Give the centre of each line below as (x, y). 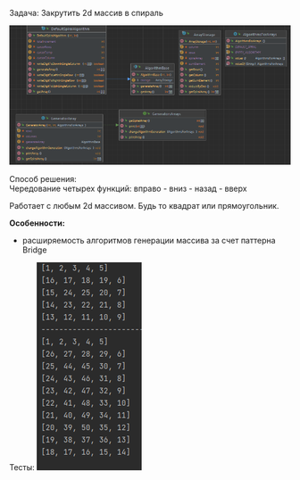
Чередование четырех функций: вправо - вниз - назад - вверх (128, 189)
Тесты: (22, 468)
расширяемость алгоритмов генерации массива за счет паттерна (149, 241)
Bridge (34, 250)
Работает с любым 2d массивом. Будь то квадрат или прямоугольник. (144, 206)
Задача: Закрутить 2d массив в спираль (86, 13)
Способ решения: (43, 179)
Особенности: (37, 223)
